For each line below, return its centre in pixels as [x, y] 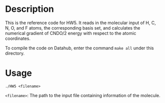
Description [30, 9]
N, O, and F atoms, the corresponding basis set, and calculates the [73, 28]
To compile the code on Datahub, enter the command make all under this [80, 48]
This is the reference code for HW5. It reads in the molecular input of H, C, [81, 23]
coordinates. [18, 38]
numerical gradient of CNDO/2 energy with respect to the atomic [71, 33]
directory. [15, 53]
